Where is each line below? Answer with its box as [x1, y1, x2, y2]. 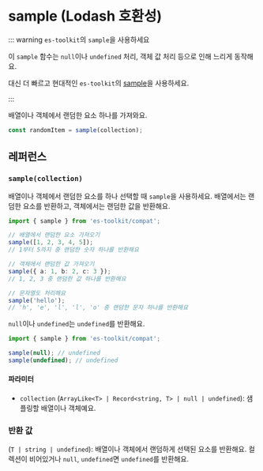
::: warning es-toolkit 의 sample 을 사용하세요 [8, 35, 150, 44]
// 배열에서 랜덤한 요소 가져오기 [8, 231, 100, 239]
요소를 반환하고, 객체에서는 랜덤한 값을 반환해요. [22, 201, 171, 210]
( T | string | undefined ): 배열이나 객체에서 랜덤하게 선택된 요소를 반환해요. [8, 444, 247, 454]
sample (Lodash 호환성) [8, 7, 163, 25]
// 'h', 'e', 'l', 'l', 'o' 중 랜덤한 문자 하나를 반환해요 [8, 303, 189, 312]
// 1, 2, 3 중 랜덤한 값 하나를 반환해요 [8, 274, 126, 283]
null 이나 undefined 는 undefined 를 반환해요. [8, 319, 145, 329]
